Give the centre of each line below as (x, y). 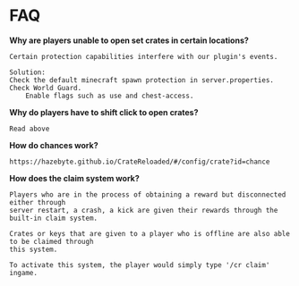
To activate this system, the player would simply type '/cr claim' (140, 265)
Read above (30, 129)
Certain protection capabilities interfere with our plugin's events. (144, 56)
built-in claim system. (54, 218)
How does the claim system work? (75, 178)
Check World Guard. (46, 88)
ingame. (24, 273)
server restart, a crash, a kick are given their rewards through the (144, 210)
